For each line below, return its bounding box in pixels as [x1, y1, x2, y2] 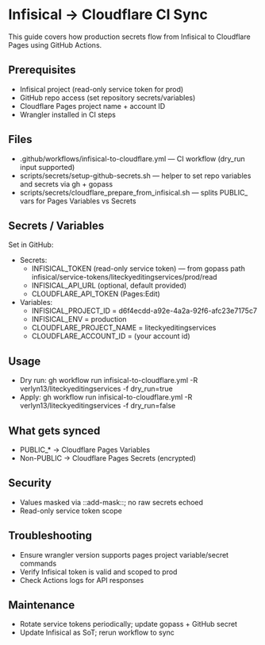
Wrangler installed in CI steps [19, 110, 117, 119]
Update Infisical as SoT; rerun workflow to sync [19, 628, 175, 637]
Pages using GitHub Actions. [8, 40, 102, 49]
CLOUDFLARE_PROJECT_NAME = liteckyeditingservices [31, 323, 217, 333]
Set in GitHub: [8, 240, 54, 249]
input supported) [19, 162, 75, 172]
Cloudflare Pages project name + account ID [19, 101, 166, 110]
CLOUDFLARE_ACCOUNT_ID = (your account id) [31, 331, 190, 341]
